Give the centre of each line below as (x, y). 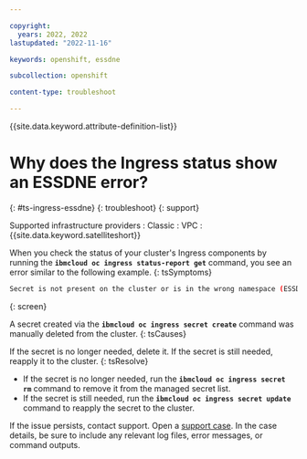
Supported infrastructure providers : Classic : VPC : (106, 225)
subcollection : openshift (58, 76)
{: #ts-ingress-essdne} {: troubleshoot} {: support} (104, 207)
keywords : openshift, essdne (65, 59)
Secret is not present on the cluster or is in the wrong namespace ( (147, 288)
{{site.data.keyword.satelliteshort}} (75, 235)
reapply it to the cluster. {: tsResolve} (79, 360)
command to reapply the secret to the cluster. (108, 408)
